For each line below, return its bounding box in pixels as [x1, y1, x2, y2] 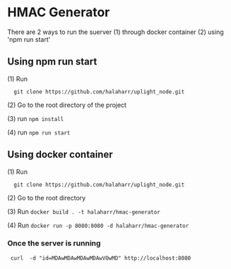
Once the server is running [7, 239, 101, 248]
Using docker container [7, 149, 113, 161]
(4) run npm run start [7, 128, 71, 137]
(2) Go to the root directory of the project [7, 101, 127, 109]
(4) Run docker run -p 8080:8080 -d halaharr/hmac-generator [7, 221, 189, 229]
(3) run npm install [7, 114, 64, 122]
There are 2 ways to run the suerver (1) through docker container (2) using [7, 28, 224, 36]
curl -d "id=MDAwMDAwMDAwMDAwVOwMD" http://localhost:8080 [10, 254, 191, 262]
